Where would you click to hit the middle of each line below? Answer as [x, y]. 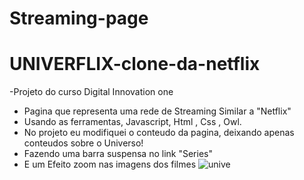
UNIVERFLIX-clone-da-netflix [135, 64]
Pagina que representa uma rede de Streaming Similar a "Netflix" [157, 111]
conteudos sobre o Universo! [83, 143]
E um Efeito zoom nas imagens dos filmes [110, 164]
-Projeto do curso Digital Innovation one [91, 92]
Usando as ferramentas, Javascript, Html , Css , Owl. [132, 122]
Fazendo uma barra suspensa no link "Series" [118, 154]
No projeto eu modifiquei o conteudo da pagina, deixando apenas [159, 133]
